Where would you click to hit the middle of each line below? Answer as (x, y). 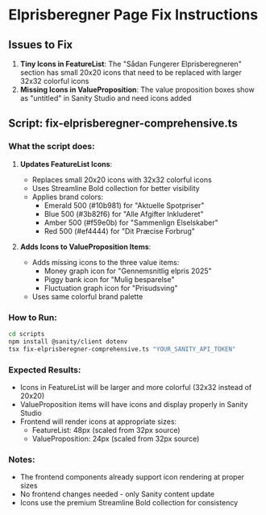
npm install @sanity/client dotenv (68, 341)
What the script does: (52, 147)
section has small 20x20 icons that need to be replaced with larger (131, 73)
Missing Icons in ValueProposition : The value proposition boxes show (137, 89)
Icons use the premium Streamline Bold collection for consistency (129, 503)
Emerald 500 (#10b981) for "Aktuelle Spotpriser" (124, 205)
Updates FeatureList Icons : (66, 164)
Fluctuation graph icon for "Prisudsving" (111, 288)
